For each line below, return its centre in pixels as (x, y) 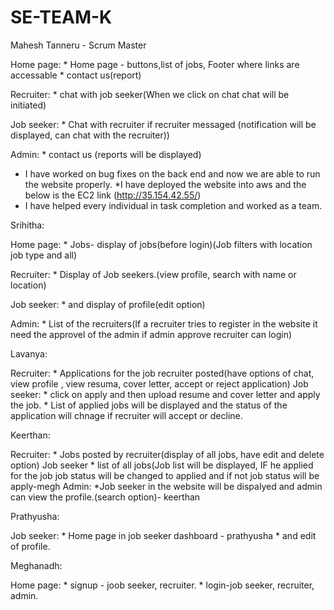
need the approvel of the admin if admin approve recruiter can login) (151, 334)
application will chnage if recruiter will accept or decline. (126, 415)
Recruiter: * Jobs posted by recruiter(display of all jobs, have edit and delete (167, 454)
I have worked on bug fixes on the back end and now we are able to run (172, 173)
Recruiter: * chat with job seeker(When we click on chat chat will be (150, 94)
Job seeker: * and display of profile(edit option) (108, 304)
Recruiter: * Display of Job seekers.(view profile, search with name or (153, 274)
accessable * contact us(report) (76, 75)
